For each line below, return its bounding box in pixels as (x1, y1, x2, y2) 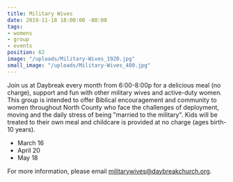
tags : (7, 23, 23, 30)
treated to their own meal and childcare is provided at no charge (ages (7, 117, 209, 126)
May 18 (17, 154, 38, 162)
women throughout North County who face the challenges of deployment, (7, 103, 219, 111)
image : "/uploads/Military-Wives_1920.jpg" (7, 56, 136, 63)
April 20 (17, 146, 40, 154)
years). (15, 125, 36, 133)
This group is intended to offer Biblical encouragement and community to (7, 95, 217, 104)
